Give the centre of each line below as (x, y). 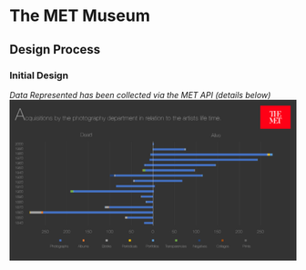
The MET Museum (80, 16)
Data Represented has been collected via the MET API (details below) (140, 95)
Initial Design (39, 75)
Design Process (55, 50)
